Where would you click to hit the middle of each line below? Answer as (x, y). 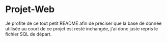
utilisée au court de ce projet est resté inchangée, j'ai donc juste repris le (82, 28)
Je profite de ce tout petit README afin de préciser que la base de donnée (83, 23)
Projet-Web (30, 9)
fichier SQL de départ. (29, 34)
